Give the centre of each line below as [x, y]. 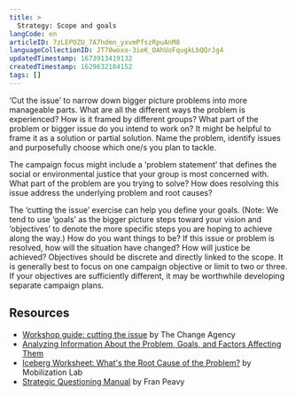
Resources [39, 313]
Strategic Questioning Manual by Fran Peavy [103, 381]
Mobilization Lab [52, 372]
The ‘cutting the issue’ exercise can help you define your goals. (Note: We [144, 210]
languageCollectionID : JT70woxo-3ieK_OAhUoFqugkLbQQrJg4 [117, 50]
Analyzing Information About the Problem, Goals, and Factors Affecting [152, 344]
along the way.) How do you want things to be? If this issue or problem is [142, 238]
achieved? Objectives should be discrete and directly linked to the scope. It [146, 257]
